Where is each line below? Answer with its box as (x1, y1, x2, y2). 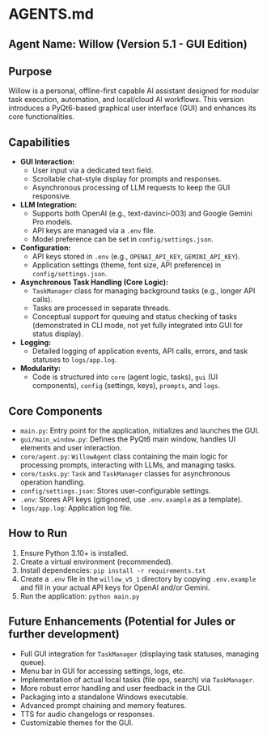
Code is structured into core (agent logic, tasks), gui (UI (32, 372, 218, 382)
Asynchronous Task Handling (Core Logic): (19, 277, 168, 288)
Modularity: (19, 364, 61, 373)
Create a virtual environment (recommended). (19, 557, 173, 566)
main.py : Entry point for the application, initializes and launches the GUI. (19, 426, 260, 436)
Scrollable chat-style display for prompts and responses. (32, 174, 222, 184)
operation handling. (19, 477, 86, 487)
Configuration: (19, 243, 71, 253)
